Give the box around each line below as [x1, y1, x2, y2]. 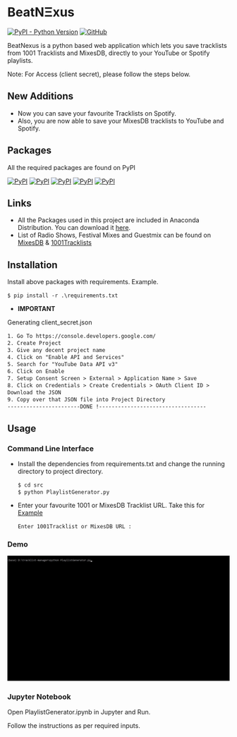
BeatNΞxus [7, 4, 75, 20]
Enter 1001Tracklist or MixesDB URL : [17, 523, 132, 530]
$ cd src [17, 481, 44, 489]
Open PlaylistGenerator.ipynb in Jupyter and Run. [7, 708, 151, 717]
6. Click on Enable [7, 368, 65, 375]
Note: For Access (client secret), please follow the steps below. [7, 70, 191, 78]
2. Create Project [7, 340, 61, 347]
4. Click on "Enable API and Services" [7, 354, 125, 361]
